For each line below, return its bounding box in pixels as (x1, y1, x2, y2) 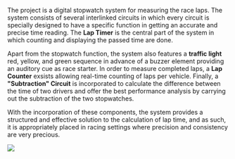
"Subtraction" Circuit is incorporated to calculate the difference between (7, 79, 221, 87)
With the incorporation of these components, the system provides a (7, 108, 203, 116)
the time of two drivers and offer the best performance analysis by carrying (7, 87, 227, 95)
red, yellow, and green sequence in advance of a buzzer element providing (7, 57, 224, 65)
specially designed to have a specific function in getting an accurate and (7, 21, 218, 29)
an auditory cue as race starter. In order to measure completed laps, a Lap (7, 65, 223, 72)
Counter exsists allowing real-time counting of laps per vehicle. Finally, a (7, 72, 219, 80)
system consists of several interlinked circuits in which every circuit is (7, 13, 210, 22)
